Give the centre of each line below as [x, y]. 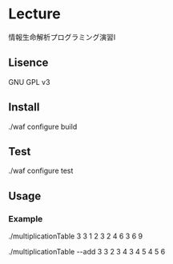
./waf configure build [43, 126]
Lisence [28, 63]
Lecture [35, 14]
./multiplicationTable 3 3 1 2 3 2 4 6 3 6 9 [75, 236]
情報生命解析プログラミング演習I [62, 37]
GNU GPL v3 [29, 82]
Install [24, 108]
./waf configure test [41, 171]
